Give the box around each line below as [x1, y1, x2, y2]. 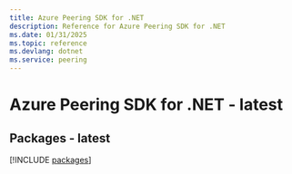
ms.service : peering [9, 55, 88, 64]
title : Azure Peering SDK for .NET [9, 13, 145, 23]
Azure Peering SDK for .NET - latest [9, 94, 284, 115]
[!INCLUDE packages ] [9, 155, 92, 165]
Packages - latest [9, 130, 111, 146]
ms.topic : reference [9, 38, 88, 48]
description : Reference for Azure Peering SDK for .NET [9, 22, 226, 31]
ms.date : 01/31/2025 [9, 30, 88, 39]
